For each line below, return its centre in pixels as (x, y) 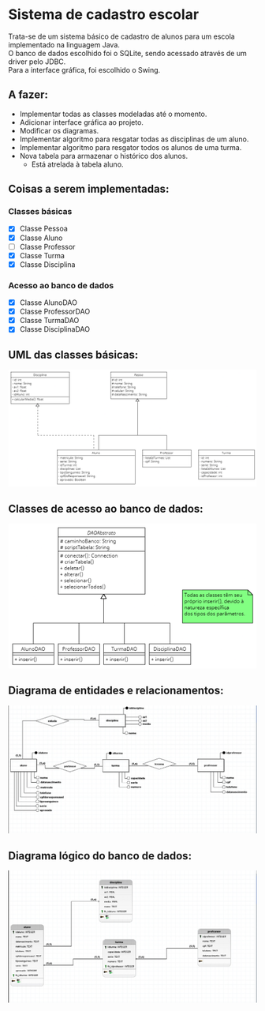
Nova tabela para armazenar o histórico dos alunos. (103, 156)
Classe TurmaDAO (49, 321)
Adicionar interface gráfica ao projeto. (82, 122)
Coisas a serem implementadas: (89, 189)
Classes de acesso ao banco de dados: (106, 508)
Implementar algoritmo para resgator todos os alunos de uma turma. (131, 147)
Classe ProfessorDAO (55, 312)
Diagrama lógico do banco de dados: (100, 856)
